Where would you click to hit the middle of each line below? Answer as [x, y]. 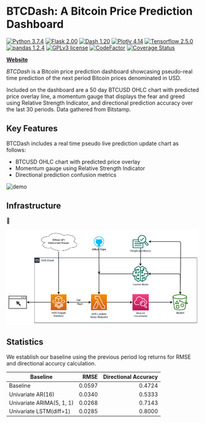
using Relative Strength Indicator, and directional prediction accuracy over [100, 103]
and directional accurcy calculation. [51, 363]
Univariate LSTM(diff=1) [40, 411]
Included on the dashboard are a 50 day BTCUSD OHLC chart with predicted [103, 89]
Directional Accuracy [130, 377]
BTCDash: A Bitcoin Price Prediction [99, 11]
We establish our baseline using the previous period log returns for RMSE [99, 357]
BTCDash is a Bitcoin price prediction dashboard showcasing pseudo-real [99, 71]
